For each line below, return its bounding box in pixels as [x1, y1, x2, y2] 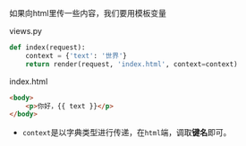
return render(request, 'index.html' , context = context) [25, 59, 239, 69]
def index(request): [9, 43, 87, 52]
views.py [9, 26, 43, 36]
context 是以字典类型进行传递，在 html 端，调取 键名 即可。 [21, 127, 232, 138]
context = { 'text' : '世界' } [25, 51, 127, 60]
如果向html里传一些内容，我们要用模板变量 [9, 8, 167, 18]
